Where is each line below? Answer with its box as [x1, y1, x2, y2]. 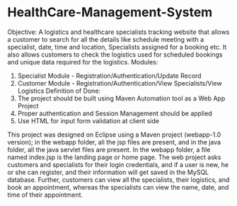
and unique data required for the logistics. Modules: [7, 57, 158, 66]
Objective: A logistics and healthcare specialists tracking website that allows [7, 28, 230, 36]
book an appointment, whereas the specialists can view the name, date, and [7, 183, 229, 191]
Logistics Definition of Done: [17, 86, 101, 95]
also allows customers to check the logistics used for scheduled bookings [7, 50, 223, 59]
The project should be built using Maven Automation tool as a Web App [17, 93, 226, 103]
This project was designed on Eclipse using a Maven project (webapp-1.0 [7, 130, 221, 139]
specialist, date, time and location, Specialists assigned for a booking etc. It [7, 42, 227, 51]
